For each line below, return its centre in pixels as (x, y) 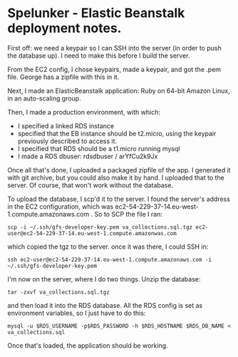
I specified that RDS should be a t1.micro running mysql (99, 148)
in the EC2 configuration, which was (61, 206)
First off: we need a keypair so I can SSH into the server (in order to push (115, 48)
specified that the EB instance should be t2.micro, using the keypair (117, 133)
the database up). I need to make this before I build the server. (99, 56)
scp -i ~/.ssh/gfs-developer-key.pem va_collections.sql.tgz (100, 227)
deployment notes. (64, 28)
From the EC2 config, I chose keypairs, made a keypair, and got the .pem (114, 69)
